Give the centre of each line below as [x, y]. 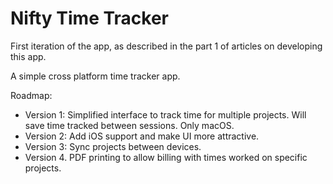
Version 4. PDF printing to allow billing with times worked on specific [166, 157]
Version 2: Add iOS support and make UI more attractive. [142, 136]
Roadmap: [31, 95]
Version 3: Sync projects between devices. [113, 146]
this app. [28, 56]
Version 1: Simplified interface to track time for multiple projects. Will [165, 114]
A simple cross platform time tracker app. [95, 76]
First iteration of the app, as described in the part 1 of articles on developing [166, 46]
